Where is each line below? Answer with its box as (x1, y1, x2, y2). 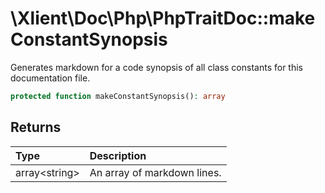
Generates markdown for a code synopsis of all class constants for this (10, 61, 303, 73)
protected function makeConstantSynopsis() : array (10, 91, 226, 101)
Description (89, 148, 147, 162)
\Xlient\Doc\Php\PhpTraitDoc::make (10, 7, 316, 30)
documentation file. (10, 72, 91, 84)
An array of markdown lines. (89, 165, 222, 179)
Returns (10, 119, 62, 136)
